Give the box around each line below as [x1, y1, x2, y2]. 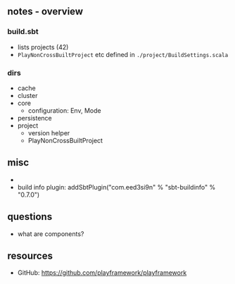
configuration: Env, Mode [27, 106, 101, 115]
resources [7, 250, 53, 261]
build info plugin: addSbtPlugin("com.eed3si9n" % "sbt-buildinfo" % [17, 183, 216, 191]
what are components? [17, 229, 84, 238]
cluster [17, 91, 38, 99]
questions [7, 211, 53, 223]
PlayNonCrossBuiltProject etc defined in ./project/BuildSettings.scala [17, 50, 229, 58]
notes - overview [7, 6, 83, 18]
